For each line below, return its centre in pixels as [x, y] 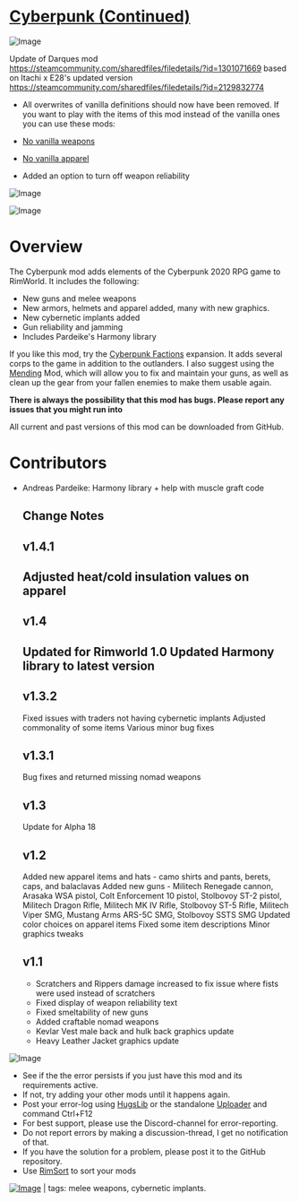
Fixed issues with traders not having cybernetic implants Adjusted [144, 718]
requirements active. [60, 1085]
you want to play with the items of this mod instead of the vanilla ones [151, 114]
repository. [42, 1161]
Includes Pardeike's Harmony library [89, 336]
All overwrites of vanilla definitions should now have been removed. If [150, 104]
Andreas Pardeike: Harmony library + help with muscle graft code [143, 488]
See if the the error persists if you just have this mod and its [132, 1075]
